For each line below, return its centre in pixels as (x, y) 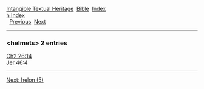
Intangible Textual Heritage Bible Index (56, 9)
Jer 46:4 (17, 62)
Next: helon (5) (25, 80)
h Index (16, 15)
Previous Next (27, 21)
